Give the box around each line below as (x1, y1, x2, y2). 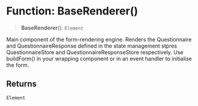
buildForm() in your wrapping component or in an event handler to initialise (6, 55, 192, 62)
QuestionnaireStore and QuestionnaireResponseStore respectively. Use (6, 48, 184, 55)
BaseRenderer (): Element (21, 24, 84, 31)
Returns (6, 79, 37, 89)
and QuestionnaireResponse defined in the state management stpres (6, 42, 177, 49)
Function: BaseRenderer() (6, 4, 138, 18)
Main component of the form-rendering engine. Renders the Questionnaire (6, 36, 192, 43)
